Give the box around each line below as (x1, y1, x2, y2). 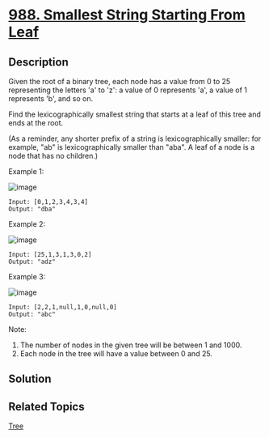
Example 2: (8, 219, 46, 228)
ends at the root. (8, 118, 64, 127)
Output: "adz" (8, 257, 57, 266)
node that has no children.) (8, 151, 99, 160)
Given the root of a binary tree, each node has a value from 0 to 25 (8, 77, 231, 86)
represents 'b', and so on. (8, 94, 94, 103)
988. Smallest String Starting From (8, 6, 246, 24)
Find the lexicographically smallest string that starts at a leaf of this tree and (8, 109, 261, 119)
